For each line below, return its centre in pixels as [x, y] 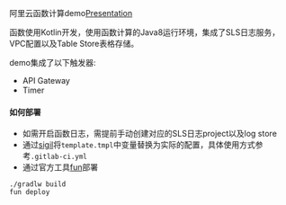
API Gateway [46, 80]
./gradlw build [38, 184]
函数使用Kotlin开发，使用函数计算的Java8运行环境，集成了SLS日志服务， [145, 32]
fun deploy [30, 192]
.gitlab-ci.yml [59, 157]
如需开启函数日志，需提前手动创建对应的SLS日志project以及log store [149, 134]
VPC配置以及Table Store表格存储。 [74, 44]
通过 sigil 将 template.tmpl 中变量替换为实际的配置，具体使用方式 [139, 145]
